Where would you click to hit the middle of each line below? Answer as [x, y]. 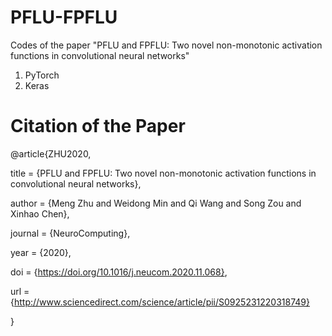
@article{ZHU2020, [51, 153]
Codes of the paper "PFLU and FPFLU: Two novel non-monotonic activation [166, 45]
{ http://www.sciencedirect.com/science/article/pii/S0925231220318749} [160, 302]
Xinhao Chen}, [40, 213]
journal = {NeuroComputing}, [70, 233]
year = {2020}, [41, 252]
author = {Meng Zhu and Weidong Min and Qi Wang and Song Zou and [156, 203]
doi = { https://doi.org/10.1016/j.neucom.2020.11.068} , [119, 272]
